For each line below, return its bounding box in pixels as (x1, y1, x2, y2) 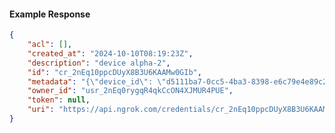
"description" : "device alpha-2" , (27, 58, 171, 68)
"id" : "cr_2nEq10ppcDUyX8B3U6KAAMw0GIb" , (27, 67, 202, 77)
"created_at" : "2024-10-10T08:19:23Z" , (27, 48, 194, 59)
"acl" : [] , (27, 40, 73, 50)
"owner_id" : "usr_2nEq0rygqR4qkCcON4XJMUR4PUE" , (27, 86, 234, 96)
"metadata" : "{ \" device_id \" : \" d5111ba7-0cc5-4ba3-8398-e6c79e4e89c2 (27, 76, 328, 87)
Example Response (9, 8, 91, 20)
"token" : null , (27, 95, 91, 105)
